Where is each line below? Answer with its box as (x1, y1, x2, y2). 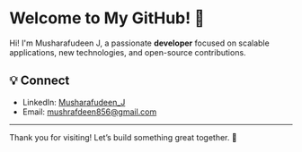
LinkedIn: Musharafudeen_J (22, 97, 126, 107)
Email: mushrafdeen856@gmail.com (22, 106, 157, 117)
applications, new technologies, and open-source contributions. (9, 46, 246, 57)
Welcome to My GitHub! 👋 (9, 8, 205, 29)
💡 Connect (9, 73, 70, 89)
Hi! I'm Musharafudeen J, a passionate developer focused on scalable (9, 38, 270, 48)
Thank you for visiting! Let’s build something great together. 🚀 (9, 131, 237, 142)
